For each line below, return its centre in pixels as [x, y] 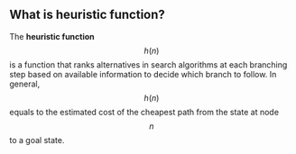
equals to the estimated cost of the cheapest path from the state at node [144, 112]
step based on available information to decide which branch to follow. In [143, 74]
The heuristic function [52, 36]
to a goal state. [37, 140]
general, [25, 84]
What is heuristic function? [87, 15]
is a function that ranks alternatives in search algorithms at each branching [148, 64]
